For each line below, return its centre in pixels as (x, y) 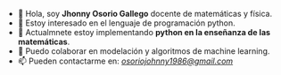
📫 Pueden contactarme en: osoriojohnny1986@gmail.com (125, 61)
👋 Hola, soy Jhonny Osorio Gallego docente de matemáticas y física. (145, 14)
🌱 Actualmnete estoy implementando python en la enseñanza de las (144, 32)
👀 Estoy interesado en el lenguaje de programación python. (127, 23)
